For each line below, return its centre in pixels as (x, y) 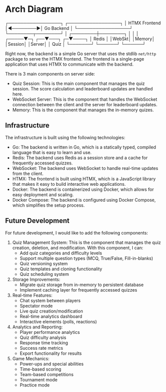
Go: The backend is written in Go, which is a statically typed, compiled (84, 147)
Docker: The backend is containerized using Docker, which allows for (83, 189)
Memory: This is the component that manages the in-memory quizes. (83, 110)
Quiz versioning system (44, 263)
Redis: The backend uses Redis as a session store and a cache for (80, 157)
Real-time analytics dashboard (51, 316)
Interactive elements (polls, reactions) (58, 321)
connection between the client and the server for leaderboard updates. (85, 104)
